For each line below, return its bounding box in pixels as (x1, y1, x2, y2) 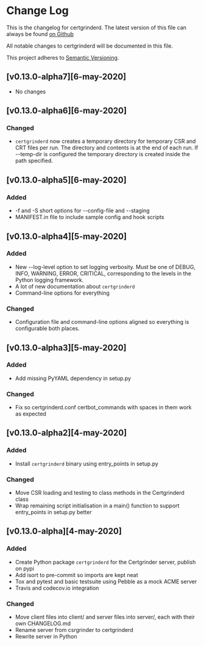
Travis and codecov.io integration (15, 584, 99, 592)
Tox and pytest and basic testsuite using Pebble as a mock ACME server (15, 578, 197, 585)
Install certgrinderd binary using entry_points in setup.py (15, 460, 158, 467)
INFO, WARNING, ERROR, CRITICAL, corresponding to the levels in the (15, 270, 192, 277)
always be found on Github (6, 30, 74, 37)
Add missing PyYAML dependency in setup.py (15, 375, 132, 382)
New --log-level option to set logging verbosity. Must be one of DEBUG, (15, 263, 196, 270)
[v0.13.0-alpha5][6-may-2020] (6, 174, 127, 185)
